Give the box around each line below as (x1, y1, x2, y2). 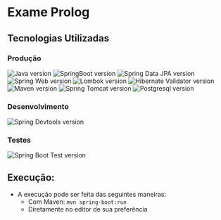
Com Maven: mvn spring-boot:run (27, 198, 127, 206)
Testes (7, 135, 32, 145)
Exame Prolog (7, 4, 90, 20)
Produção (7, 53, 42, 63)
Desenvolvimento (7, 101, 69, 111)
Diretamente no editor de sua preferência (27, 205, 148, 214)
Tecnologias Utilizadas (7, 32, 110, 44)
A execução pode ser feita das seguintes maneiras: (17, 190, 167, 199)
